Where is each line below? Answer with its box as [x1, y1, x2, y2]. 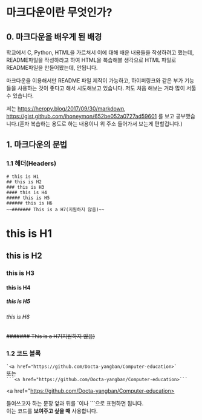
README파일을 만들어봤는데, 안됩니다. [6, 64, 98, 71]
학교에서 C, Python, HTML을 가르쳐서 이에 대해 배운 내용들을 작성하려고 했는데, [6, 49, 195, 56]
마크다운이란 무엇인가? [6, 5, 112, 19]
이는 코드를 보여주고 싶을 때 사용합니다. [6, 407, 98, 415]
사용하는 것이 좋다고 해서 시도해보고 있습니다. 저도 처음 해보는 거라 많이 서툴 [17, 84, 197, 92]
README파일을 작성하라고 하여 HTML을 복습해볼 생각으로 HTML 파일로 [6, 56, 177, 64]
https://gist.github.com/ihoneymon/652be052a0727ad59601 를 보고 [6, 113, 175, 120]
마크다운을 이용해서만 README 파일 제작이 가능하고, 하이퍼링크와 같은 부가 [6, 77, 183, 84]
